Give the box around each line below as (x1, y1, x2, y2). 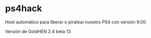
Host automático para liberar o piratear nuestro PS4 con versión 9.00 (5, 19, 146, 25)
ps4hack (5, 3, 42, 14)
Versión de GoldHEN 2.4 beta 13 (5, 28, 71, 34)
